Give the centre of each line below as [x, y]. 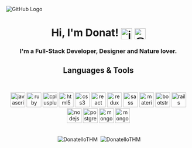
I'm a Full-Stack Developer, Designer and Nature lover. [98, 51]
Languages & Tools [98, 70]
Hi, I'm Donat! [85, 33]
